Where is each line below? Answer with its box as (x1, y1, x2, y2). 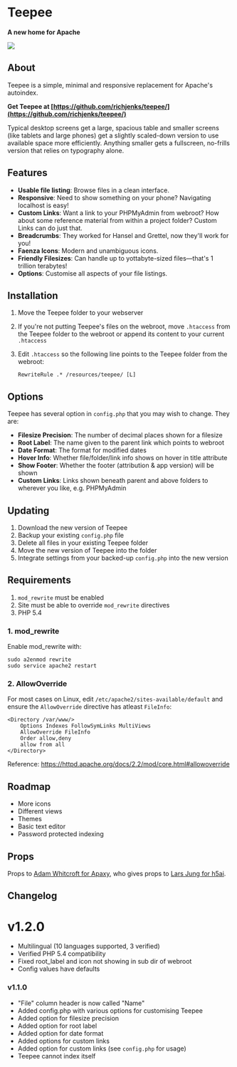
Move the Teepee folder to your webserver (17, 308, 144, 317)
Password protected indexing (17, 830, 105, 838)
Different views (17, 807, 63, 816)
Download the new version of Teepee (17, 524, 128, 531)
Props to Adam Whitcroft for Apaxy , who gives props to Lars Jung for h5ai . (7, 870, 226, 878)
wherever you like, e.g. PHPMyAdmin (17, 484, 127, 492)
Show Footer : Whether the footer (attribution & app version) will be (17, 461, 215, 470)
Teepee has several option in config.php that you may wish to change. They (7, 410, 230, 418)
